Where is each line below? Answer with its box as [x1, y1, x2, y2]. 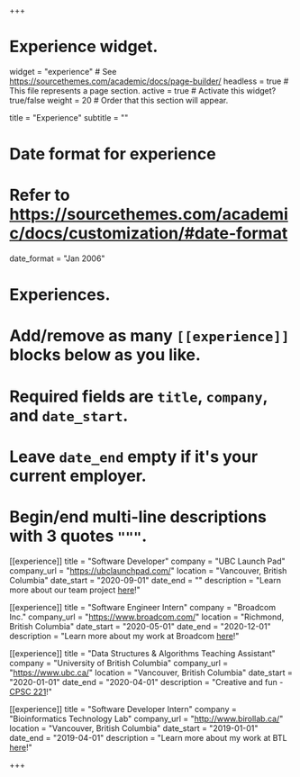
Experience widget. [9, 37, 159, 57]
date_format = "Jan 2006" [9, 253, 105, 264]
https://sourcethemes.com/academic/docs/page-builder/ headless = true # [9, 76, 289, 86]
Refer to [9, 185, 70, 205]
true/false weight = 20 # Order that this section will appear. [9, 95, 229, 105]
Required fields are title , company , [9, 386, 268, 406]
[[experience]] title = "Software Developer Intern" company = [9, 703, 237, 714]
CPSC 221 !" [9, 686, 52, 697]
